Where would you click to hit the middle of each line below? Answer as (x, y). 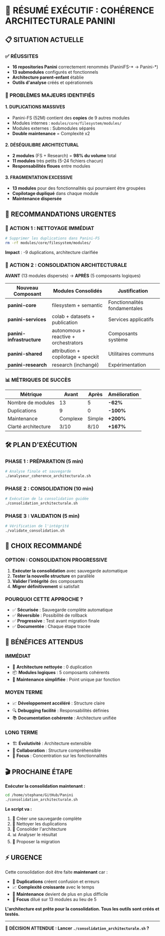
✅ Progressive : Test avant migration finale (56, 621)
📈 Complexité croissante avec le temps (53, 887)
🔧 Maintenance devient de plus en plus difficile (60, 894)
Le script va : (18, 809)
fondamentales (126, 309)
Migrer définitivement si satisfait (46, 586)
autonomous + (69, 331)
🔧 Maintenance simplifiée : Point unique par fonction (66, 679)
